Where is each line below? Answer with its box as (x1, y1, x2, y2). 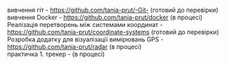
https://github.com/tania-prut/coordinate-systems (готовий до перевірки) (7, 28, 220, 36)
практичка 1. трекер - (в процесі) (7, 50, 105, 58)
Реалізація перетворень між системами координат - (7, 21, 163, 28)
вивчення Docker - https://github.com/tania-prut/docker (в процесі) (7, 13, 203, 21)
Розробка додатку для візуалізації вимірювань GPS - (7, 35, 164, 44)
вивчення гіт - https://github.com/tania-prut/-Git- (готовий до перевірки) (7, 6, 219, 14)
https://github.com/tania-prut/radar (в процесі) (7, 43, 142, 50)
